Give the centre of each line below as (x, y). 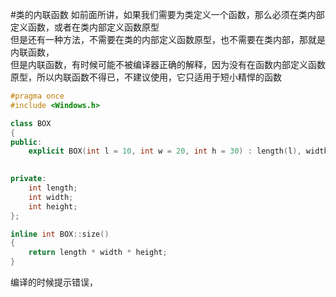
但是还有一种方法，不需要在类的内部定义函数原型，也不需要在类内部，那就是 (168, 39)
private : (28, 179)
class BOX (31, 123)
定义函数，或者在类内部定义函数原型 (85, 27)
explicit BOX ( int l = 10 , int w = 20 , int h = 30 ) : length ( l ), (165, 151)
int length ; (53, 188)
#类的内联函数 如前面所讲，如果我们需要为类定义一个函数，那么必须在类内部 (167, 14)
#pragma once (37, 96)
